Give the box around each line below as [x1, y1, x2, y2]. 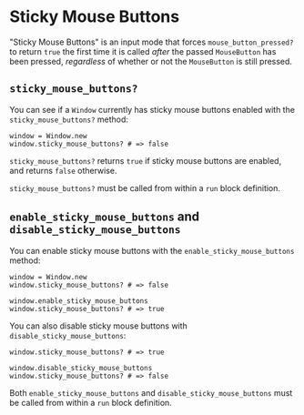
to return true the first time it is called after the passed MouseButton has [9, 46, 277, 56]
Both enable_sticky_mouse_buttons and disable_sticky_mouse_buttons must [9, 387, 293, 398]
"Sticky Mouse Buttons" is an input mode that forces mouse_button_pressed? [9, 36, 294, 47]
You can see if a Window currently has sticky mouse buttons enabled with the [9, 104, 296, 115]
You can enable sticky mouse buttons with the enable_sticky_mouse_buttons [9, 245, 295, 256]
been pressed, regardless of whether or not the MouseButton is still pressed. [9, 56, 293, 66]
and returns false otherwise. [9, 165, 117, 176]
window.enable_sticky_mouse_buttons [9, 296, 148, 306]
